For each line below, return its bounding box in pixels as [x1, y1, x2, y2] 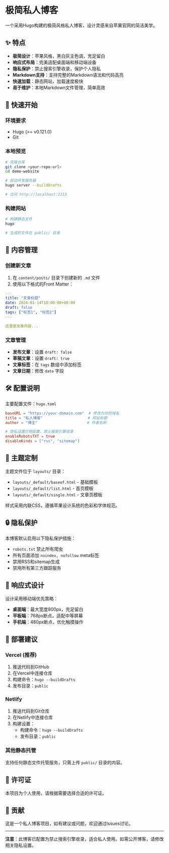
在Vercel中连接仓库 [12, 670, 53, 676]
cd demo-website [5, 169, 39, 174]
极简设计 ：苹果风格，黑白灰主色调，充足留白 [12, 53, 106, 59]
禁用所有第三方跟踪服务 [12, 564, 61, 571]
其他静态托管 [5, 747, 37, 754]
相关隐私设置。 [5, 842, 36, 848]
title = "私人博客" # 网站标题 [5, 415, 108, 420]
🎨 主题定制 [5, 454, 38, 462]
